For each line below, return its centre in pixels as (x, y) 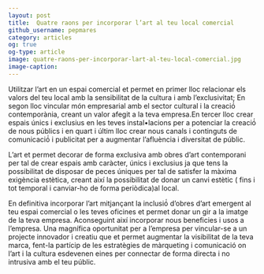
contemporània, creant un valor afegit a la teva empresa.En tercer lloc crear (131, 114)
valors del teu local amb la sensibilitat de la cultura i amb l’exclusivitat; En (127, 97)
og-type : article (37, 52)
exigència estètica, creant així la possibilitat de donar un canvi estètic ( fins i (132, 180)
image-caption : (33, 67)
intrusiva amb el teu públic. (52, 261)
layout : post (30, 15)
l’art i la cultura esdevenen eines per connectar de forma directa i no (119, 254)
